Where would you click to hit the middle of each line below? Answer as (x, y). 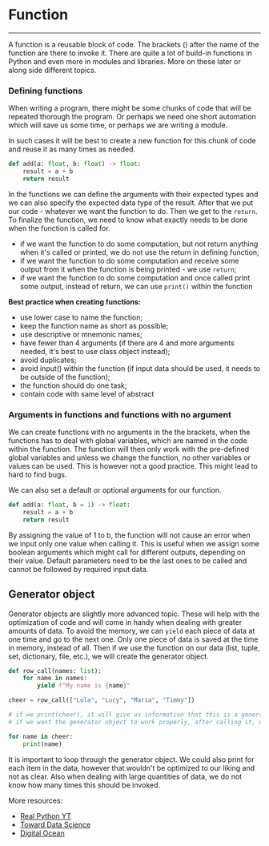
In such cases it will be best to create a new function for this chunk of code (132, 141)
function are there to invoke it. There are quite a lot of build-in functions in (130, 53)
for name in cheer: (41, 736)
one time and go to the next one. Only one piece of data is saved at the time (133, 639)
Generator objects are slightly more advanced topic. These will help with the (134, 614)
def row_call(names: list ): (55, 671)
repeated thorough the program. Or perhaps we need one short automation (132, 117)
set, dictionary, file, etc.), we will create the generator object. (109, 656)
